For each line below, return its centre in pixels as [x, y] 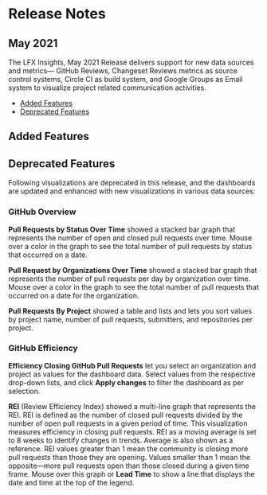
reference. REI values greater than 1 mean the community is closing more [128, 448]
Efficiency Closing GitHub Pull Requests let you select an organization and [132, 365]
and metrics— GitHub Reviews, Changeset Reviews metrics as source [123, 71]
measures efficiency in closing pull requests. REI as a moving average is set [132, 431]
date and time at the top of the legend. [71, 482]
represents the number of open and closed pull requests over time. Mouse [130, 238]
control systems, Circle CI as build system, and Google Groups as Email [126, 79]
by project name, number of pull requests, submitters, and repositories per [131, 319]
